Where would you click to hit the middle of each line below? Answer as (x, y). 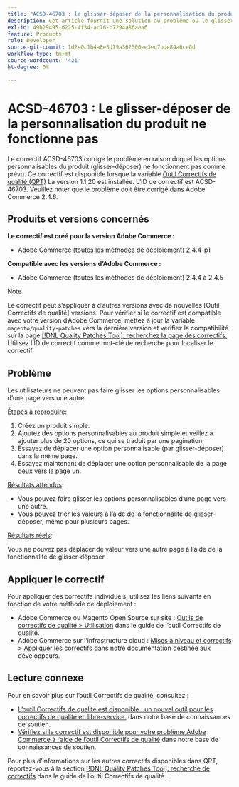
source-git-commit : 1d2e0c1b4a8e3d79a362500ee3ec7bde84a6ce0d (101, 47)
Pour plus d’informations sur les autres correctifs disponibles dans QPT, (113, 761)
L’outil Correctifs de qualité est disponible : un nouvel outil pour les (115, 709)
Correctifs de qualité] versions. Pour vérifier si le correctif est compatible (114, 313)
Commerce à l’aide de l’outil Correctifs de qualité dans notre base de (118, 739)
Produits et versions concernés (78, 219)
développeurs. (39, 656)
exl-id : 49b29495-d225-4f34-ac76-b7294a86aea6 (78, 27)
